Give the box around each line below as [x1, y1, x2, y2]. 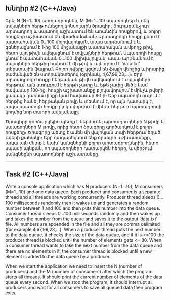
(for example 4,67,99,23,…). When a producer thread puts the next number [5, 226, 161, 232]
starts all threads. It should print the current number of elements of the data [5, 274, 163, 280]
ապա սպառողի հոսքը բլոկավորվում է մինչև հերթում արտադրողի [5, 103, 162, 109]
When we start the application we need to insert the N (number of [5, 263, 143, 269]
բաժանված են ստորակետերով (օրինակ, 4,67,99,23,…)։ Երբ [5, 71, 143, 77]
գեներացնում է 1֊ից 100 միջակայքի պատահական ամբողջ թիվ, [5, 44, 153, 50]
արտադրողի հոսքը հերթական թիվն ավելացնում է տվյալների [5, 76, 151, 82]
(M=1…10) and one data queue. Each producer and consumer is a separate [5, 189, 161, 195]
